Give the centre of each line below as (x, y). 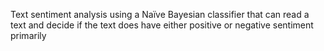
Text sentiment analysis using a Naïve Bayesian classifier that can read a (160, 14)
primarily (28, 35)
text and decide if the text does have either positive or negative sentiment (162, 25)
